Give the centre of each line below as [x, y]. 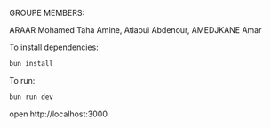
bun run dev [31, 97]
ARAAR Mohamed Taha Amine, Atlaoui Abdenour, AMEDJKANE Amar [135, 30]
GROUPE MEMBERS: [47, 13]
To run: [22, 80]
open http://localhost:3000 [59, 114]
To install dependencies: [54, 47]
